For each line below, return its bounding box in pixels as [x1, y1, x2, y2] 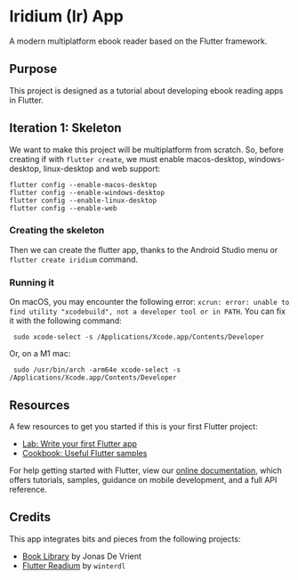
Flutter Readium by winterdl [21, 560, 126, 571]
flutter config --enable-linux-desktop [9, 196, 157, 205]
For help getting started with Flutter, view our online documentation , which [9, 465, 283, 476]
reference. [9, 484, 47, 494]
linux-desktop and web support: [43, 163, 161, 174]
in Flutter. [9, 94, 44, 105]
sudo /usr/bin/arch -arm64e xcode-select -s [12, 365, 181, 375]
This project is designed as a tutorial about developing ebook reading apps [9, 85, 284, 95]
